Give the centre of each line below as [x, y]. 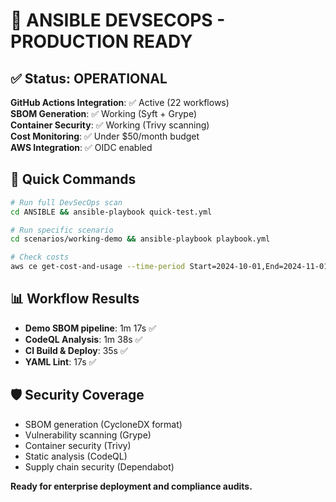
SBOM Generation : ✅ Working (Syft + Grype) [104, 113]
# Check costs [40, 257]
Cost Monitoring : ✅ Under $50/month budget [105, 136]
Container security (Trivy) [78, 445]
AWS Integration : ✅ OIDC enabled [81, 147]
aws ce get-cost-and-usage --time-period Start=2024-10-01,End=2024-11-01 [169, 267]
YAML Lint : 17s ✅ [60, 361]
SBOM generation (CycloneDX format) [103, 424]
